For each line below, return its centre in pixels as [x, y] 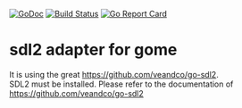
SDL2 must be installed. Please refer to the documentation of [121, 84]
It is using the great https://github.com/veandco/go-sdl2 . [114, 74]
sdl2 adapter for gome [93, 50]
